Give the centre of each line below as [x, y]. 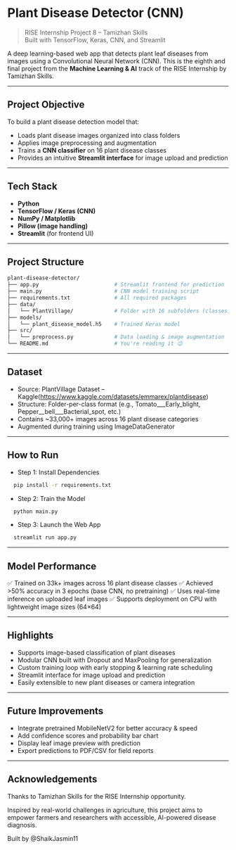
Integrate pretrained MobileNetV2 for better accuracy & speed [107, 728]
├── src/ [20, 331]
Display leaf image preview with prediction [79, 743]
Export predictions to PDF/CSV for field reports [85, 750]
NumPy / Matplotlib [46, 218]
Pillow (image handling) [53, 226]
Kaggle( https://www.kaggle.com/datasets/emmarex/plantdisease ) [113, 396]
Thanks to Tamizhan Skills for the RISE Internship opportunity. [97, 796]
